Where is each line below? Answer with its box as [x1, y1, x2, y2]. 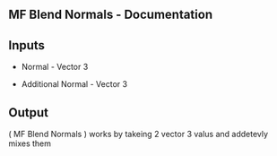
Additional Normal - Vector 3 [21, 79, 127, 90]
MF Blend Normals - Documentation [8, 7, 212, 22]
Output [8, 105, 48, 120]
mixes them [8, 138, 51, 149]
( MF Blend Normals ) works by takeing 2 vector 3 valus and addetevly [8, 129, 269, 140]
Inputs [8, 38, 46, 53]
